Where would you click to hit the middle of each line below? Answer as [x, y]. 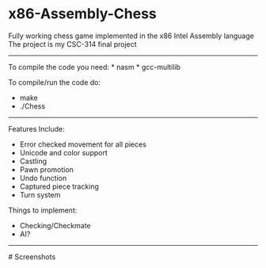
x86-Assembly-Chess [82, 14]
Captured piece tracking [59, 186]
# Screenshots [32, 257]
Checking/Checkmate [55, 225]
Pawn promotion [46, 169]
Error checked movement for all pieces [83, 144]
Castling [33, 161]
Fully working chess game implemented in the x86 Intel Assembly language [131, 36]
